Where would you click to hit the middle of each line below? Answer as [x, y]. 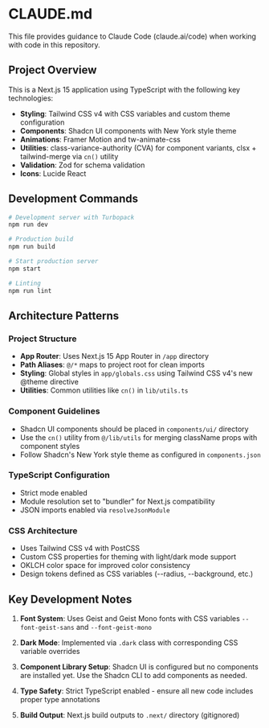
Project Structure [43, 339]
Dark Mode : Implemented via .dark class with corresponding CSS [129, 642]
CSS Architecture [43, 530]
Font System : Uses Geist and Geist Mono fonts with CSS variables [130, 618]
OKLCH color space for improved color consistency [105, 566]
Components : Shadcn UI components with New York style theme [128, 130]
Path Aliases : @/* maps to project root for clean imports [112, 365]
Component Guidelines [54, 411]
